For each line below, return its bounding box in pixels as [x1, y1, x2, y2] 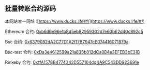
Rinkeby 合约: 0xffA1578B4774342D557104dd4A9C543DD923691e [5, 59, 139, 65]
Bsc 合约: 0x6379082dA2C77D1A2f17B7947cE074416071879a [5, 39, 129, 44]
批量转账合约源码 [5, 4, 56, 13]
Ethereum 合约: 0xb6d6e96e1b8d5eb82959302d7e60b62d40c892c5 [5, 28, 144, 34]
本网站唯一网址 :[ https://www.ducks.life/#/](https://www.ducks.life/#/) [5, 18, 145, 24]
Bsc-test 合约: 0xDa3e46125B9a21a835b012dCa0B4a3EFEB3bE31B [5, 49, 140, 55]
